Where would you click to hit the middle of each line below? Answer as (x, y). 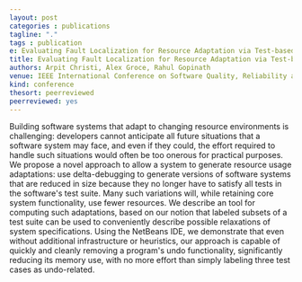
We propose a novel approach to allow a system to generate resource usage (151, 165)
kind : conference (42, 84)
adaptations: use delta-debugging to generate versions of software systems (150, 174)
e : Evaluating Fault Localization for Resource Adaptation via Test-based (152, 51)
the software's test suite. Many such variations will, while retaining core (142, 193)
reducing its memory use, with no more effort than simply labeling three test (150, 260)
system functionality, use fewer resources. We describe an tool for (133, 203)
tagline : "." (34, 34)
